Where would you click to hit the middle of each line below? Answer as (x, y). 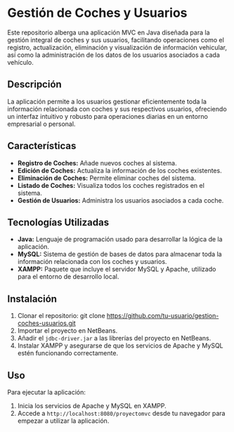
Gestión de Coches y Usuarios (97, 13)
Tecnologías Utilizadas (58, 222)
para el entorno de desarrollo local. (68, 277)
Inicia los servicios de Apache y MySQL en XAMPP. (92, 406)
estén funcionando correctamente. (67, 353)
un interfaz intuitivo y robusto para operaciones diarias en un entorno (108, 116)
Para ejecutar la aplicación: (47, 392)
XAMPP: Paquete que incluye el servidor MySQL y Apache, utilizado (117, 269)
